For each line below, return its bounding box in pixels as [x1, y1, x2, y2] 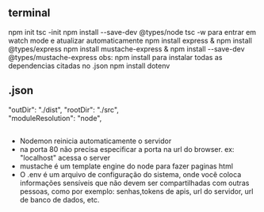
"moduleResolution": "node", [8, 113, 102, 123]
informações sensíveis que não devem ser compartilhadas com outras [19, 178, 250, 188]
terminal [8, 6, 51, 20]
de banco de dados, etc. [19, 195, 100, 205]
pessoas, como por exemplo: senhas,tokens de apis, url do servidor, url [19, 187, 254, 196]
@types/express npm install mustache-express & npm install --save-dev [8, 44, 245, 54]
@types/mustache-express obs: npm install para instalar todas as [8, 52, 223, 62]
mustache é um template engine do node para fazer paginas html [19, 161, 234, 171]
